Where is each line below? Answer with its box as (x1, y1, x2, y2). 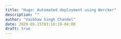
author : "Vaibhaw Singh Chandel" (5, 17, 76, 22)
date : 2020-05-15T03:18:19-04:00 (5, 21, 76, 27)
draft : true (5, 26, 30, 31)
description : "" (5, 12, 39, 17)
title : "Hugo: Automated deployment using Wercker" (5, 7, 116, 13)
